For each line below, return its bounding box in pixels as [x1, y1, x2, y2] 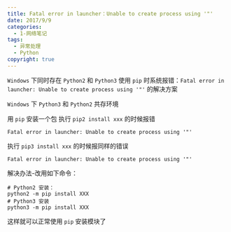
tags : [7, 36, 23, 43]
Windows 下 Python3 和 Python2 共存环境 [7, 100, 119, 108]
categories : [7, 23, 42, 30]
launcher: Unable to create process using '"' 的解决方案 [7, 85, 178, 93]
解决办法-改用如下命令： [7, 169, 78, 177]
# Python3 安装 [7, 198, 50, 205]
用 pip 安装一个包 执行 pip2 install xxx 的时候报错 [7, 114, 155, 123]
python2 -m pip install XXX [7, 190, 90, 197]
